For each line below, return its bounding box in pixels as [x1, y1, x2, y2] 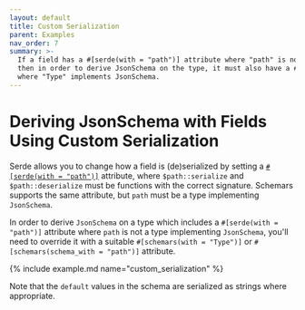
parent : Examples [9, 30, 75, 39]
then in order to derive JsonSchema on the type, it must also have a [17, 64, 290, 73]
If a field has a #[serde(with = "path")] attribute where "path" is [17, 55, 286, 64]
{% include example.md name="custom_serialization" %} [9, 263, 224, 274]
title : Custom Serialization [9, 22, 120, 31]
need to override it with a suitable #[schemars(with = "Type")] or [9, 236, 252, 247]
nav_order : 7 [9, 38, 59, 48]
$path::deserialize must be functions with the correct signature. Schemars [9, 179, 293, 190]
